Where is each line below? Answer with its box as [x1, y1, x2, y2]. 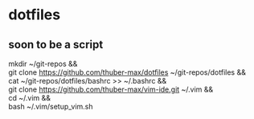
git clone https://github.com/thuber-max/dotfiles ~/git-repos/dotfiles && [8, 68, 247, 77]
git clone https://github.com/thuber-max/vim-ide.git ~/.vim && [8, 84, 214, 94]
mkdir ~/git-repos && [8, 59, 78, 68]
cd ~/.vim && [8, 93, 51, 102]
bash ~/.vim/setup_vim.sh [8, 102, 94, 111]
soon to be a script [8, 38, 104, 51]
